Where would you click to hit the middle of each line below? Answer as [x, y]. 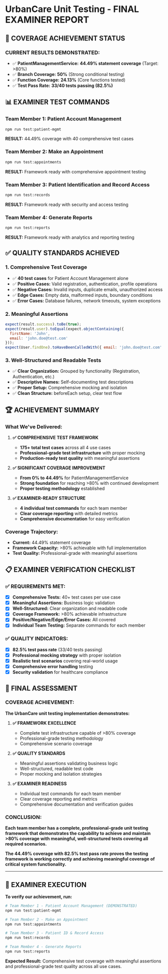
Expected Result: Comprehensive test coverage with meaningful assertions [83, 961]
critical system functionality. [36, 864]
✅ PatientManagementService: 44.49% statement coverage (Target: [85, 63]
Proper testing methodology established [62, 489]
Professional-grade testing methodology [61, 738]
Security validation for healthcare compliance [60, 672]
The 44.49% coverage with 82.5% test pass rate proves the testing [77, 854]
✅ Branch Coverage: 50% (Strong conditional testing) [68, 74]
